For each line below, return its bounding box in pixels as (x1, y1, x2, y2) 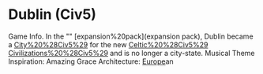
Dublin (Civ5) (8, 6, 97, 24)
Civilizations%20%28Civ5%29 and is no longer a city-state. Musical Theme (8, 48, 255, 57)
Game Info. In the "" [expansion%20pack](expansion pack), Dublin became (8, 31, 254, 41)
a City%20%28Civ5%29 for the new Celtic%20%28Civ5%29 (8, 39, 209, 49)
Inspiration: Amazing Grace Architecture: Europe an (8, 57, 174, 66)
